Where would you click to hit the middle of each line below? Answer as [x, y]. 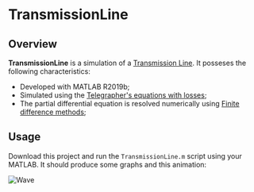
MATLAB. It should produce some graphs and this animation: [108, 164]
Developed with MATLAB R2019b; [75, 86]
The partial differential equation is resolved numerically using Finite [129, 104]
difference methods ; [53, 112]
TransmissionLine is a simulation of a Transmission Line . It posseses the [127, 63]
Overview [33, 44]
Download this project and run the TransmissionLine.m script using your [125, 156]
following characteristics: [50, 71]
